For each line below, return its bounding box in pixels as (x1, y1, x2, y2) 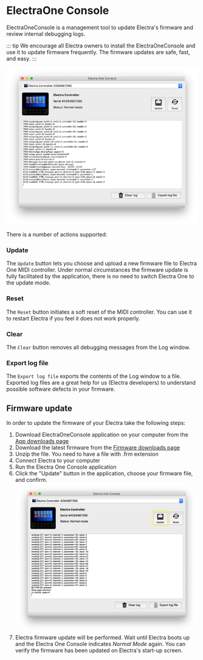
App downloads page (15, 438, 69, 445)
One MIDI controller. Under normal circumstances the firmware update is (6, 266, 188, 273)
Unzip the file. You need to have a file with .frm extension (15, 450, 159, 458)
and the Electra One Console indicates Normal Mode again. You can (15, 641, 186, 648)
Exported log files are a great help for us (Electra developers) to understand (6, 379, 196, 387)
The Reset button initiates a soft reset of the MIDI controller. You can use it (6, 308, 193, 315)
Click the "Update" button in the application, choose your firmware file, (15, 470, 193, 477)
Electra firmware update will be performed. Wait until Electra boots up (15, 634, 190, 641)
